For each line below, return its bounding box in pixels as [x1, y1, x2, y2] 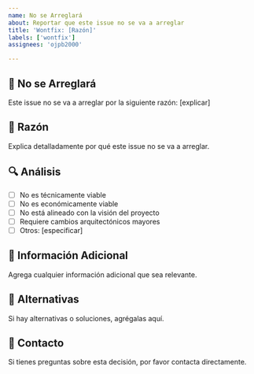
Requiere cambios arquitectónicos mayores [19, 217, 160, 226]
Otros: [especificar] [19, 225, 83, 235]
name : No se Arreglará [8, 11, 83, 20]
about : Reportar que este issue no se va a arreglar [8, 19, 185, 27]
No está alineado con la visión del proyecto [19, 208, 160, 217]
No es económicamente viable [19, 198, 119, 209]
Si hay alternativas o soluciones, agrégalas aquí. [8, 313, 164, 323]
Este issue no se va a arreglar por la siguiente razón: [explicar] [8, 98, 211, 107]
